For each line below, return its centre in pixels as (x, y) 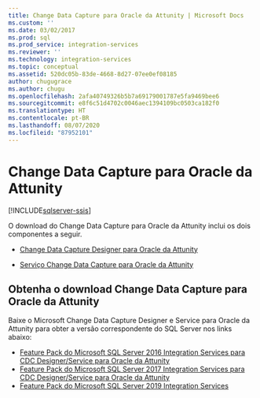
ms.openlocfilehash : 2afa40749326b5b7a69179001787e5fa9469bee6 (114, 96)
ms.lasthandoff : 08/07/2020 (54, 125)
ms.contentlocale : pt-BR (49, 118)
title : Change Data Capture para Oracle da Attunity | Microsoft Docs (126, 15)
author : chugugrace (40, 81)
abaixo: (20, 337)
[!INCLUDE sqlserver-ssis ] (50, 210)
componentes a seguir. (45, 234)
